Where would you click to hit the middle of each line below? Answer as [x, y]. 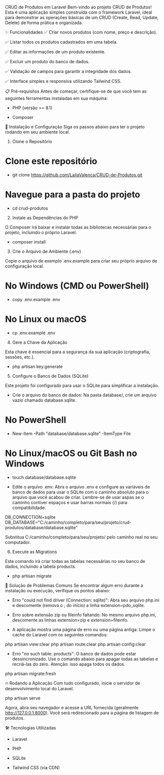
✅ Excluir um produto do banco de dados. [47, 61]
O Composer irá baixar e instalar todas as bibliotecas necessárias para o [78, 227]
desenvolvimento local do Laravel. [40, 688]
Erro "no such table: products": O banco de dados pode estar [74, 654]
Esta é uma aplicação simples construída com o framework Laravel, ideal [79, 12]
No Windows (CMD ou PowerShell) [77, 286]
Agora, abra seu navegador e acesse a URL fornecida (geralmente [72, 707]
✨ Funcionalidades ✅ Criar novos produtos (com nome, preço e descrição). [81, 32]
